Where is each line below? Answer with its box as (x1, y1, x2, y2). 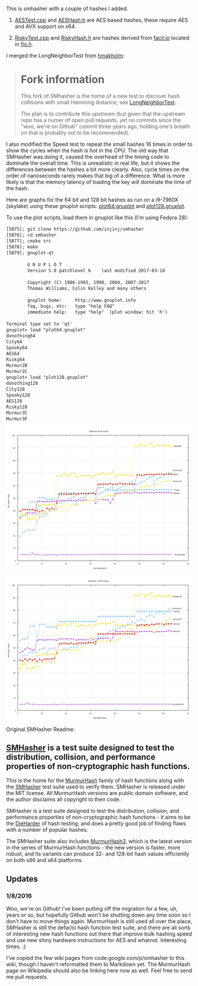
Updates (6, 874, 38, 884)
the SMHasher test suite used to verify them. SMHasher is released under (6, 783, 186, 790)
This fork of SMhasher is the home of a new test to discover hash (20, 92, 180, 100)
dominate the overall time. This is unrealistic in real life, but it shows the (6, 159, 180, 167)
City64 (6, 339, 22, 344)
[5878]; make (6, 244, 38, 250)
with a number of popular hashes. (6, 827, 89, 834)
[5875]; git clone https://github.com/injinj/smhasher (6, 226, 144, 232)
